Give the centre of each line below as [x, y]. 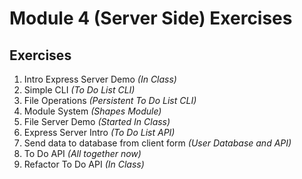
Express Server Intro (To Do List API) [99, 132]
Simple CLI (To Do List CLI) [79, 90]
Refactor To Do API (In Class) [84, 164]
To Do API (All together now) [82, 153]
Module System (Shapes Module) [92, 111]
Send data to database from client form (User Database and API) [157, 143]
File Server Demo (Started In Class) [97, 121]
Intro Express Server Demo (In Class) [100, 79]
